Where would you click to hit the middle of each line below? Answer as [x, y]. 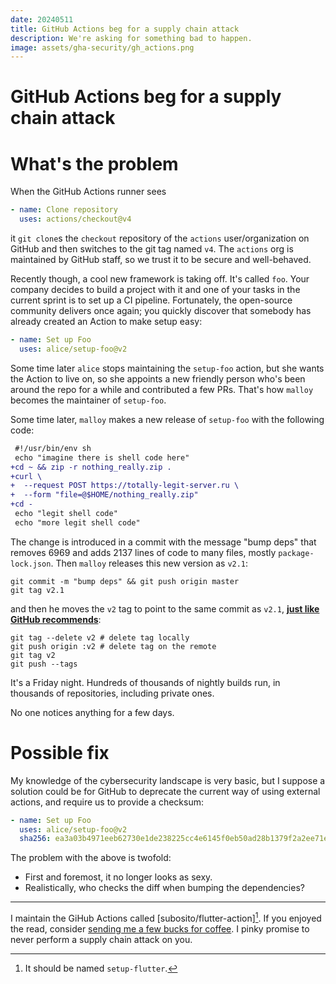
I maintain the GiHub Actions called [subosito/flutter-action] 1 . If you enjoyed [166, 917]
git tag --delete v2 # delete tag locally [100, 637]
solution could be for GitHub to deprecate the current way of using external [165, 791]
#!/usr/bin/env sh [53, 448]
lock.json [31, 564]
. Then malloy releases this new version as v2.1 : [149, 563]
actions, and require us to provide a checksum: [107, 802]
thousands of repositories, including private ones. [112, 693]
